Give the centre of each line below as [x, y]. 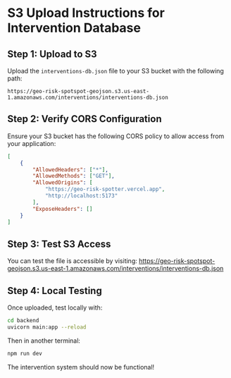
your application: [32, 143]
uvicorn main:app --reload [47, 327]
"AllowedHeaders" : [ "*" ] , [71, 170]
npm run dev [25, 353]
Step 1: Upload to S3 [52, 54]
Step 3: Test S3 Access [59, 244]
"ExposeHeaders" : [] [63, 209]
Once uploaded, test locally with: [55, 307]
